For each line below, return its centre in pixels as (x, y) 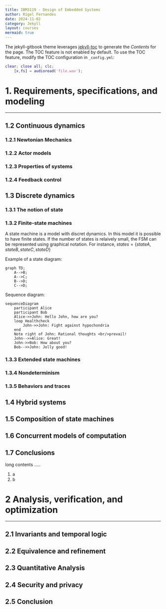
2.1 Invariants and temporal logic (56, 534)
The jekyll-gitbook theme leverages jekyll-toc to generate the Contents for (81, 47)
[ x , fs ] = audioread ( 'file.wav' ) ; (48, 71)
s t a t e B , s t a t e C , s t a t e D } (28, 250)
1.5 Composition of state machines (60, 419)
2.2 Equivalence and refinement (56, 551)
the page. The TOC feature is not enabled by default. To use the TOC (75, 52)
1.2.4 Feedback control (33, 180)
